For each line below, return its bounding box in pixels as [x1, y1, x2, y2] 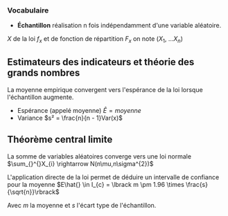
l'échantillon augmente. [7, 93, 74, 101]
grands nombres [7, 67, 80, 79]
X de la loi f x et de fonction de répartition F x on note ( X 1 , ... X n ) [7, 35, 184, 45]
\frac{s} [186, 180, 208, 188]
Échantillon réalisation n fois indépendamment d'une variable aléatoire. [17, 21, 222, 30]
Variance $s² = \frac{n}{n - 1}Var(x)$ [17, 114, 123, 122]
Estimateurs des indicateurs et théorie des [7, 56, 195, 68]
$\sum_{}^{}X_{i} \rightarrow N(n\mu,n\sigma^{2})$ [7, 159, 154, 168]
